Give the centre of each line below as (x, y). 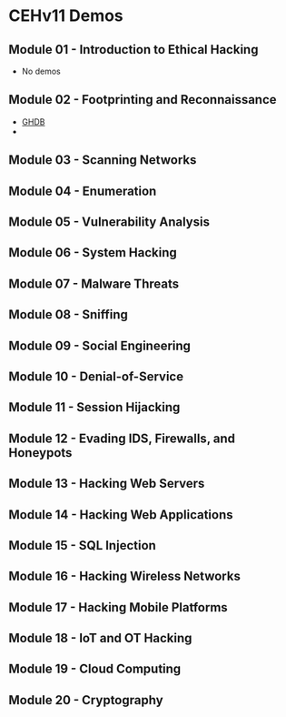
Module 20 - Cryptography (86, 700)
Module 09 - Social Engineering (100, 345)
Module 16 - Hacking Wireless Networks (125, 576)
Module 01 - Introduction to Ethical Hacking (133, 50)
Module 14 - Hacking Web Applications (121, 515)
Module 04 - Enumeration (83, 191)
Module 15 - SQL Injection (82, 545)
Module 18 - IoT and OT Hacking (100, 638)
